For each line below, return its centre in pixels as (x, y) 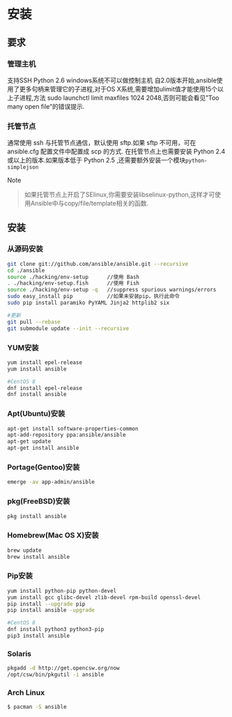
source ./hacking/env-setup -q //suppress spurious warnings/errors (112, 290)
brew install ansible (39, 557)
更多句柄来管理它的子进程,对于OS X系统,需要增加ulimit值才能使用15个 (118, 89)
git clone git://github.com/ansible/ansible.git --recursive (98, 264)
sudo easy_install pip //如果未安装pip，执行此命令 (93, 296)
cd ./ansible (26, 270)
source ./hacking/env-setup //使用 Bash (73, 277)
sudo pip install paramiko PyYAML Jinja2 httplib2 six (88, 303)
